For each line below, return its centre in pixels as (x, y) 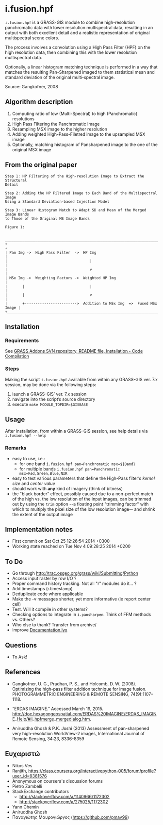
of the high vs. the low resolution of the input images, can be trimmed (81, 499)
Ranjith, (20, 771)
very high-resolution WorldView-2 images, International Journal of (78, 733)
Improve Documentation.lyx (40, 630)
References (23, 672)
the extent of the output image (42, 514)
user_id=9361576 (29, 776)
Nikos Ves (22, 765)
